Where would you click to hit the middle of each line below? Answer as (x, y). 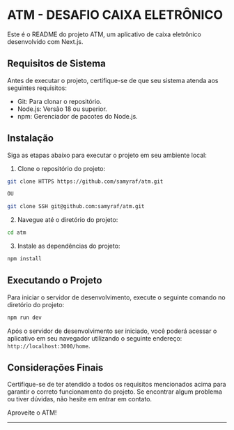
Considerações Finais (55, 368)
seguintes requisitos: (37, 88)
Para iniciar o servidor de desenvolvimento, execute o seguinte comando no (116, 297)
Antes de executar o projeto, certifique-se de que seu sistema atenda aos (113, 80)
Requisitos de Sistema (56, 64)
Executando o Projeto (55, 280)
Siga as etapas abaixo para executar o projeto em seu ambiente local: (107, 155)
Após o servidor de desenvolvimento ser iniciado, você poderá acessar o (112, 331)
